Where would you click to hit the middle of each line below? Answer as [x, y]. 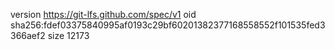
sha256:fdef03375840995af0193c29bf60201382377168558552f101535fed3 [168, 25]
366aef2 [28, 35]
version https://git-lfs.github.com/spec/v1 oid [103, 14]
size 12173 [68, 35]
